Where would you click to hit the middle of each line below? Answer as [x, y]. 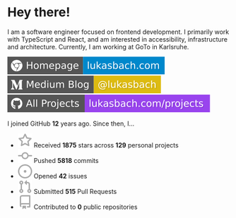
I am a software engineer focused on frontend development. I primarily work [118, 32]
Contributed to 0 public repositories [85, 207]
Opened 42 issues [60, 176]
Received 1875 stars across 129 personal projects [106, 145]
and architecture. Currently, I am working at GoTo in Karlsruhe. [98, 47]
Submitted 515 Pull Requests [75, 191]
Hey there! [39, 12]
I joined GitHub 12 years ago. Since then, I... [71, 123]
